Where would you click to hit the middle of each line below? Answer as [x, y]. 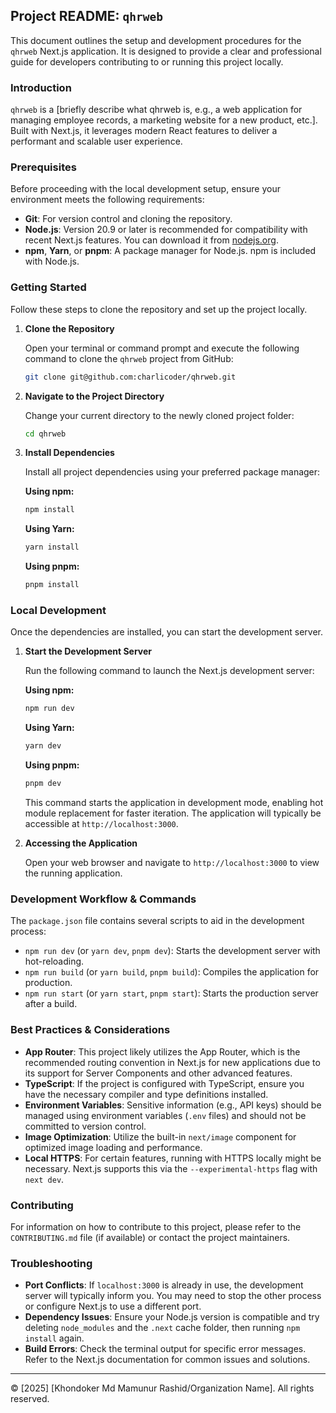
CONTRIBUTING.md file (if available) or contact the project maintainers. [150, 1237]
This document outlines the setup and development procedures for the [156, 40]
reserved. [30, 1399]
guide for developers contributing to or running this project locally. [147, 61]
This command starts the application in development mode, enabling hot [174, 802]
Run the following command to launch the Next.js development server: [169, 671]
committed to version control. [85, 1126]
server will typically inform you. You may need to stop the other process [173, 1296]
